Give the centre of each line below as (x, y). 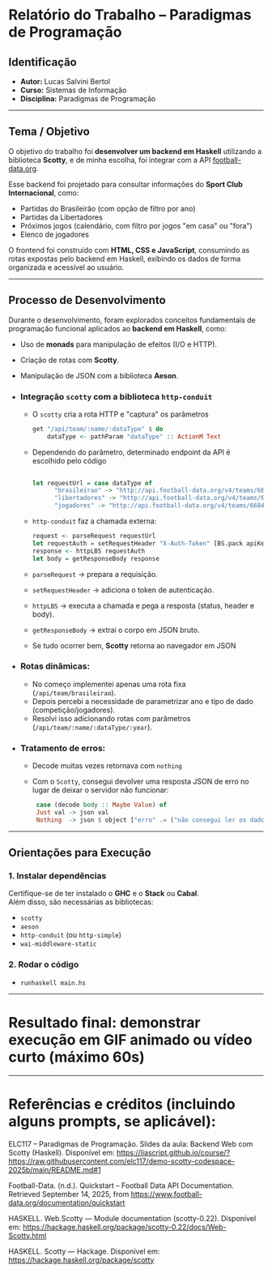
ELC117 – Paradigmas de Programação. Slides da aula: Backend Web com (131, 1143)
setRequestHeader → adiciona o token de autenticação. (123, 590)
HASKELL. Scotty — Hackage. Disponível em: (84, 1251)
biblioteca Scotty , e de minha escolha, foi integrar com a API (110, 160)
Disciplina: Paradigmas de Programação (88, 98)
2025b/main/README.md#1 (55, 1169)
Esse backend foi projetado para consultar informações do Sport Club (125, 184)
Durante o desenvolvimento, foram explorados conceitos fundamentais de (132, 320)
